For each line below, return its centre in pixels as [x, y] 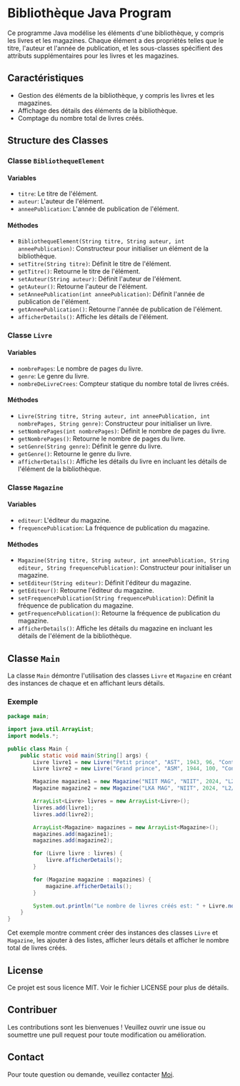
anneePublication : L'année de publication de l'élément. [99, 209]
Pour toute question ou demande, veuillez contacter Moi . [91, 1074]
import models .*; [33, 736]
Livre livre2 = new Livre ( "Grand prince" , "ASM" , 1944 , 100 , [126, 769]
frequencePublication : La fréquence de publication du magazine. [114, 528]
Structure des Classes [58, 141]
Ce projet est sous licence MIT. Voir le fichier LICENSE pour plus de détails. [118, 987]
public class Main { [38, 749]
